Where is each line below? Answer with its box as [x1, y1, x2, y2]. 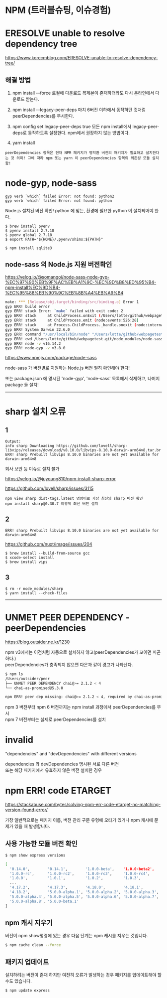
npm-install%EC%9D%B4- [5, 285, 61, 290]
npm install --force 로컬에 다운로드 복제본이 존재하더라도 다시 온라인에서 [12, 90, 155, 96]
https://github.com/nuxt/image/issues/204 [5, 541, 92, 547]
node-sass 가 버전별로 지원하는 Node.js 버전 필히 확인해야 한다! [5, 365, 130, 371]
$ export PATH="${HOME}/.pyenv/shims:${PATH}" [5, 237, 103, 242]
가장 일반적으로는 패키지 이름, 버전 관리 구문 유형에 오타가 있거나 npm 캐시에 [5, 817, 153, 823]
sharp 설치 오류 [5, 406, 66, 417]
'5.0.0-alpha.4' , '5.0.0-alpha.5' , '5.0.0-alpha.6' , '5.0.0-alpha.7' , [9, 894, 159, 899]
